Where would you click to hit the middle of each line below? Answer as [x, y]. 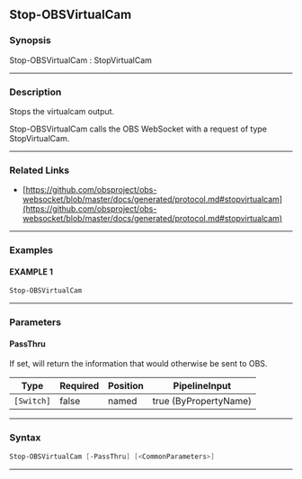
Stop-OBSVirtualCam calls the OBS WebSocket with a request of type [138, 129]
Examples [31, 250]
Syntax [25, 438]
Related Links [40, 170]
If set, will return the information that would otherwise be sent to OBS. [138, 364]
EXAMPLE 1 [31, 271]
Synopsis [30, 41]
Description [36, 92]
